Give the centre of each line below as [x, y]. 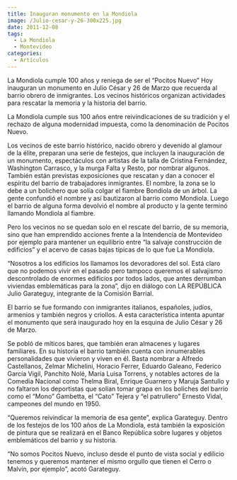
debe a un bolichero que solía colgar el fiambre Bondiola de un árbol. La [112, 190]
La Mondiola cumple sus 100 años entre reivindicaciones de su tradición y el [118, 116]
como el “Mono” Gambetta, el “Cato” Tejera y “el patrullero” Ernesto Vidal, [115, 396]
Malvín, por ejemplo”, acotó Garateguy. [64, 469]
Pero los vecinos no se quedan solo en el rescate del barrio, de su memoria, [118, 227]
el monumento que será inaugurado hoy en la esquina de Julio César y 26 [115, 322]
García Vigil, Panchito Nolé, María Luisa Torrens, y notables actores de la [114, 374]
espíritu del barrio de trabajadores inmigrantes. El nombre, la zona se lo [111, 183]
